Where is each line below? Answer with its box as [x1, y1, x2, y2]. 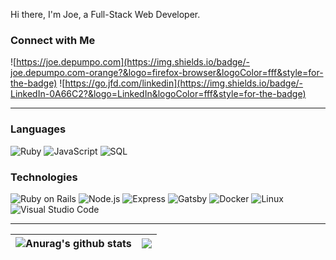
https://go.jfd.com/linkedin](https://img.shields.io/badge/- [64, 77, 304, 89]
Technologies [10, 170, 78, 184]
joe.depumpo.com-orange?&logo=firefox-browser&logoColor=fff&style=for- [10, 67, 324, 79]
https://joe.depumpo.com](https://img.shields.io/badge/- [16, 56, 250, 68]
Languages [10, 122, 67, 136]
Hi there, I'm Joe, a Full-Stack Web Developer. [10, 9, 201, 20]
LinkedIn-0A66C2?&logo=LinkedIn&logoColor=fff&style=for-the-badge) [10, 88, 307, 100]
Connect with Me [10, 33, 96, 47]
